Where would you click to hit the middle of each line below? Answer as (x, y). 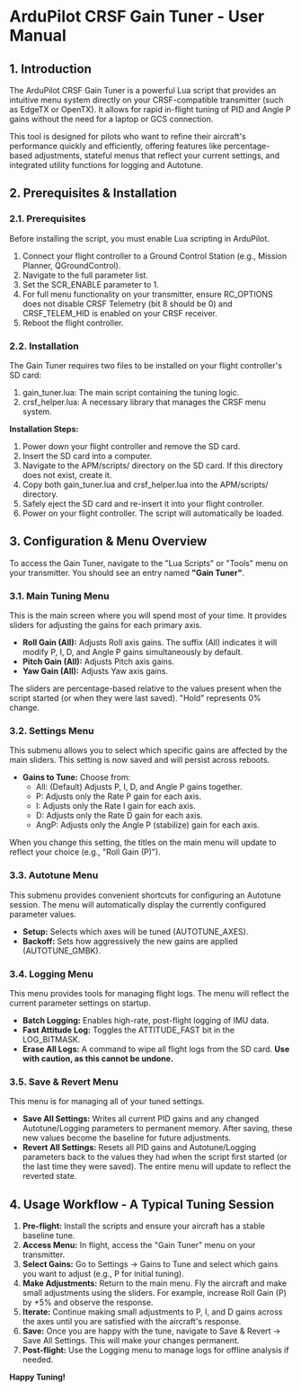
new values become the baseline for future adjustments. (127, 1138)
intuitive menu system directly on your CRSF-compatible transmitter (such (146, 100)
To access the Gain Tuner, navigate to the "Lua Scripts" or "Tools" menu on (149, 563)
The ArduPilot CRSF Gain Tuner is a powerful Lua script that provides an (143, 90)
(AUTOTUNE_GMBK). (62, 951)
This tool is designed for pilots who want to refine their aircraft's (128, 136)
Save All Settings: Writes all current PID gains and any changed (141, 1119)
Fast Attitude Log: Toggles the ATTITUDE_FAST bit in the (128, 1030)
